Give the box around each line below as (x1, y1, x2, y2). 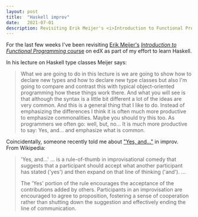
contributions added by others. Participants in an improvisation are (20, 186, 183, 193)
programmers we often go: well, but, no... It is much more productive (20, 120, 187, 127)
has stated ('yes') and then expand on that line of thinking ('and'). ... (20, 169, 186, 176)
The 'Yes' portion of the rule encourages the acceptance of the (20, 180, 174, 187)
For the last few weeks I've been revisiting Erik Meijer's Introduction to (6, 41, 177, 48)
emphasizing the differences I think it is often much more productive (20, 108, 187, 115)
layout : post (6, 8, 38, 15)
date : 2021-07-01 (6, 19, 54, 25)
